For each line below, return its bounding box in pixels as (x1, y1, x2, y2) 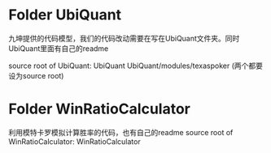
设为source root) (8, 70, 64, 80)
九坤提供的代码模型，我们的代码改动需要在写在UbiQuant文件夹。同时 (8, 33, 240, 43)
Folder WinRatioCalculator (8, 100, 191, 118)
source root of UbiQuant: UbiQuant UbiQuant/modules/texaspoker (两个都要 (8, 61, 263, 70)
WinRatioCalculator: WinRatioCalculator (8, 136, 141, 147)
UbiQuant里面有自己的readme (8, 43, 109, 53)
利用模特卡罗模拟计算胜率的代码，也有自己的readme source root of (8, 127, 234, 137)
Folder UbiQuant (8, 6, 122, 24)
